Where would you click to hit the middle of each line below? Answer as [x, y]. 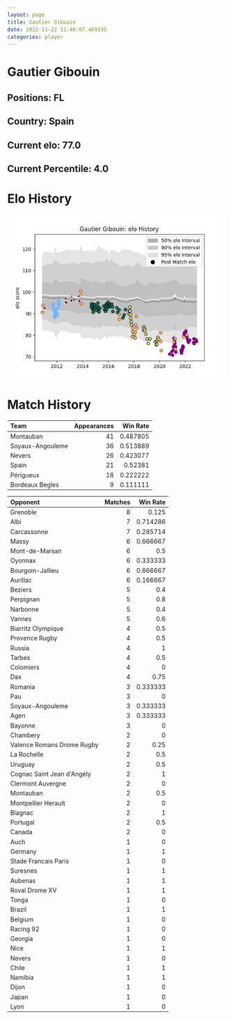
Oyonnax [23, 560]
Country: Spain [41, 122]
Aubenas [23, 880]
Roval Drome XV [33, 890]
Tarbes [20, 657]
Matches [117, 502]
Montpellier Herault [38, 803]
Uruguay [23, 764]
